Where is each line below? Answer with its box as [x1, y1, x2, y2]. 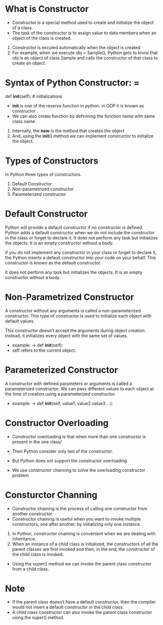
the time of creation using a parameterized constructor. [5, 391, 116, 397]
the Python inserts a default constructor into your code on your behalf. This [5, 255, 156, 261]
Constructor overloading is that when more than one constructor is [12, 433, 146, 440]
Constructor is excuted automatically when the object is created [12, 44, 141, 50]
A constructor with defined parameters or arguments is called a [5, 381, 132, 386]
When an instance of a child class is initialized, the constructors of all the [12, 541, 159, 547]
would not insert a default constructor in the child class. [12, 604, 124, 610]
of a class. [12, 24, 33, 30]
